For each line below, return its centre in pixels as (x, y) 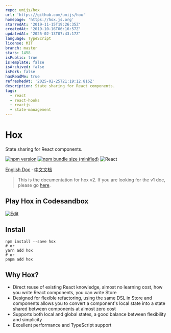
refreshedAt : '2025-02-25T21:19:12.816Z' (50, 81)
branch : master (21, 48)
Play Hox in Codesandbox (47, 201)
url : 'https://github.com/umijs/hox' (45, 15)
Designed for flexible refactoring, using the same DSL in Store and (82, 298)
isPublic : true (21, 57)
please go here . (34, 185)
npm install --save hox (31, 241)
